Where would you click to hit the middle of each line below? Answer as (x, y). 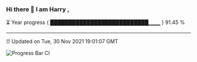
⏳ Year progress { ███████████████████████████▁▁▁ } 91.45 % (96, 22)
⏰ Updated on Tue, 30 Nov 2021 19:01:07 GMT (62, 42)
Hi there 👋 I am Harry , (38, 9)
